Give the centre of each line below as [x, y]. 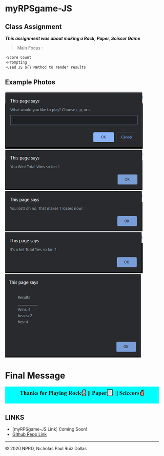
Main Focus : [30, 48]
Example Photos [30, 82]
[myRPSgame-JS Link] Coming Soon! [50, 429]
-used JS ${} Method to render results [46, 67]
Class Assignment [33, 27]
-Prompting [16, 62]
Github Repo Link [30, 434]
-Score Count [18, 57]
